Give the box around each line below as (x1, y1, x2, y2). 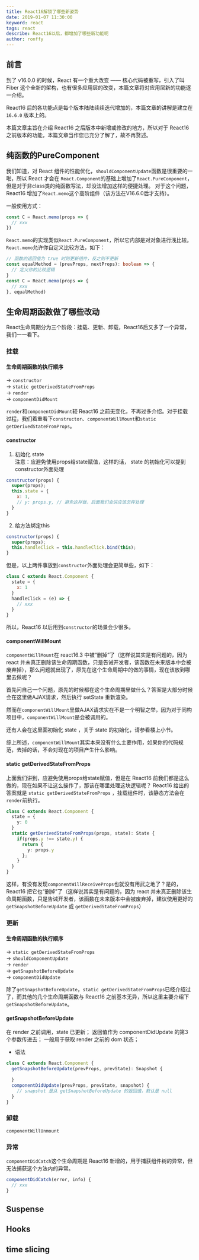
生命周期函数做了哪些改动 (6, 307, 99, 317)
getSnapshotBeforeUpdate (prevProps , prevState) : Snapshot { (11, 1066, 163, 1072)
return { (21, 841, 44, 847)
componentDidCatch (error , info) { (6, 1176, 92, 1182)
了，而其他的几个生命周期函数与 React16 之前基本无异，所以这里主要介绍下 (6, 993, 190, 1000)
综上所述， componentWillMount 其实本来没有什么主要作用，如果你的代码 (6, 739, 179, 746)
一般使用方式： (6, 202, 43, 209)
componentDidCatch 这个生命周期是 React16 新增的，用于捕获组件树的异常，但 (6, 1157, 193, 1164)
